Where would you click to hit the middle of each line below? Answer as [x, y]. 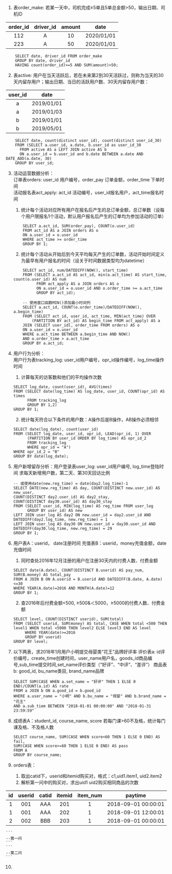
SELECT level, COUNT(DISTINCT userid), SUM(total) [68, 619]
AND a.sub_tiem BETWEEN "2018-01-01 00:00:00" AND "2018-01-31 [82, 706]
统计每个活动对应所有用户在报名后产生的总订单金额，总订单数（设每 [93, 210]
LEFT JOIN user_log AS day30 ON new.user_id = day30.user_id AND [84, 524]
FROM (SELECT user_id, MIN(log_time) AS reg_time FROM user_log [83, 506]
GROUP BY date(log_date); [41, 456]
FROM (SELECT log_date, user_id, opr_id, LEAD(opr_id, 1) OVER [82, 434]
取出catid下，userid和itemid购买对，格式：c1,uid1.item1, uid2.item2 [91, 776]
